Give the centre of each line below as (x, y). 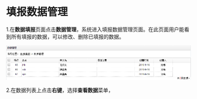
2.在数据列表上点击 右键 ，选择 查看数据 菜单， (60, 90)
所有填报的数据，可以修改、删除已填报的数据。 (67, 36)
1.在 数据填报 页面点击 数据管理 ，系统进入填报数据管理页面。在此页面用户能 (95, 29)
